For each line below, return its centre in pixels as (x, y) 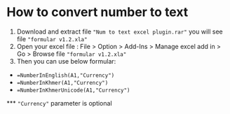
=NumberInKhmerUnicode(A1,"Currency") (73, 90)
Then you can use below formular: (66, 61)
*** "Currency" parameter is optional (60, 103)
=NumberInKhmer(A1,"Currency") (62, 83)
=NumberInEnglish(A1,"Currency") (66, 75)
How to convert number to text (97, 12)
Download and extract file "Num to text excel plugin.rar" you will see (120, 31)
